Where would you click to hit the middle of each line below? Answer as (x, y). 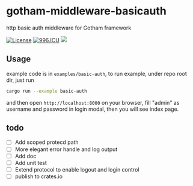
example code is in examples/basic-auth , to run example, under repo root (97, 73)
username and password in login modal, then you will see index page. (93, 109)
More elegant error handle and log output (66, 149)
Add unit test (31, 163)
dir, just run (20, 80)
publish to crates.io (39, 176)
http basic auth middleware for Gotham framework (69, 28)
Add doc (26, 156)
